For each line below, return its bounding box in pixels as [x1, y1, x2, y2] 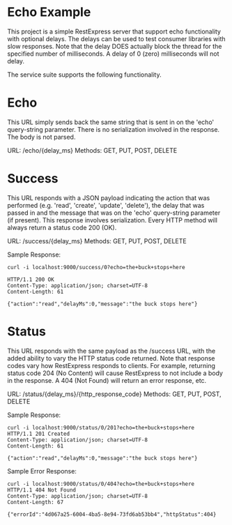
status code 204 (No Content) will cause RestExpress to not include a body [7, 369, 223, 377]
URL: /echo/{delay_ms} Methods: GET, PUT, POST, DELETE [7, 146, 178, 154]
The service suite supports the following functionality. [7, 70, 162, 79]
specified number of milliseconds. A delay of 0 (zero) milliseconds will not [7, 50, 219, 58]
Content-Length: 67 [7, 499, 64, 505]
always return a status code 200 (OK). [7, 223, 117, 231]
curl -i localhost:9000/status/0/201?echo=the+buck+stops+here [7, 424, 195, 431]
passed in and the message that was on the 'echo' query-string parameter [7, 208, 221, 217]
